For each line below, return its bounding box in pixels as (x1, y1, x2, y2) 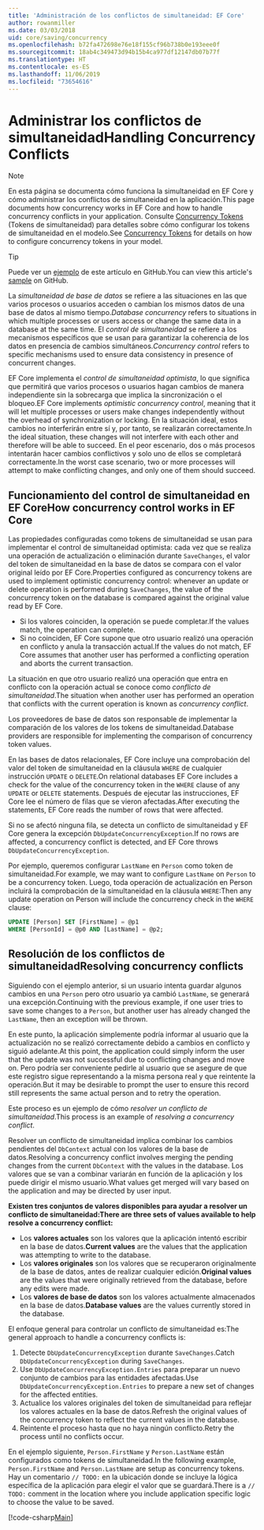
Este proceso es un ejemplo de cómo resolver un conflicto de (8, 1103, 208, 1113)
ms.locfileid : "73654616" (8, 77, 93, 85)
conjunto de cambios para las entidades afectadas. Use (19, 1373, 199, 1382)
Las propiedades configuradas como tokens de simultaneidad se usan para (8, 534, 253, 544)
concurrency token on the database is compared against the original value (8, 593, 250, 602)
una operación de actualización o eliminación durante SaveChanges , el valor (8, 551, 251, 561)
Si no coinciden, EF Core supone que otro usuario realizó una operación (19, 633, 254, 643)
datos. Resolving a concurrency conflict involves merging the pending (8, 1152, 234, 1161)
